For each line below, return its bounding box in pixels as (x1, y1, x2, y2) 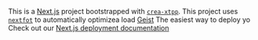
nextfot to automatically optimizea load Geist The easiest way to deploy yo (8, 15, 251, 24)
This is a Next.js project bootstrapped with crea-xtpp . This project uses (8, 7, 238, 16)
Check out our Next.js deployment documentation (8, 24, 169, 32)
